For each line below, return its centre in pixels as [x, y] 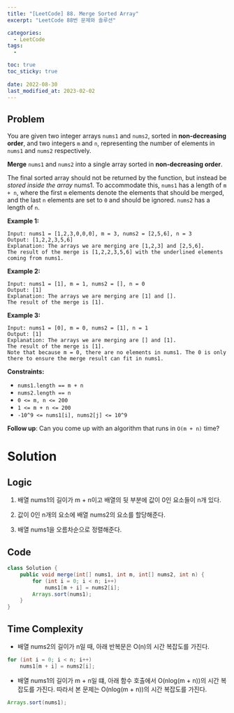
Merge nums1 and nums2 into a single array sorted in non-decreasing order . [115, 164]
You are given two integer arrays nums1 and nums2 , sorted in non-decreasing [117, 136]
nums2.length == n [44, 393]
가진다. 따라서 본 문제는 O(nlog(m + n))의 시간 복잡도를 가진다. [122, 689]
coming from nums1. [36, 258]
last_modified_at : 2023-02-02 [51, 91]
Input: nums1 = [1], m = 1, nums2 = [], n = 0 [76, 284]
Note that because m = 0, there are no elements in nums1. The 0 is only [117, 353]
